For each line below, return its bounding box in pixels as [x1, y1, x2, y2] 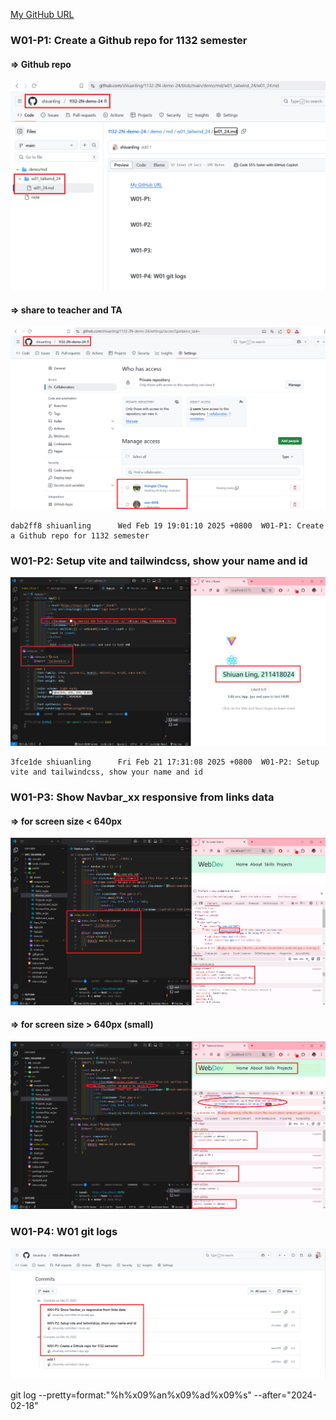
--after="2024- [253, 1389, 318, 1401]
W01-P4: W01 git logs [10, 1225, 118, 1239]
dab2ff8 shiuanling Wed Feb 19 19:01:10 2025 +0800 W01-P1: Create [10, 520, 325, 531]
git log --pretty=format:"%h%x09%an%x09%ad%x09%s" [10, 1389, 252, 1401]
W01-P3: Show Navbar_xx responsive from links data [10, 790, 275, 804]
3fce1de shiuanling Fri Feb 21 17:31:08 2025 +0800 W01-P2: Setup [10, 757, 320, 768]
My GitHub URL [10, 9, 75, 20]
